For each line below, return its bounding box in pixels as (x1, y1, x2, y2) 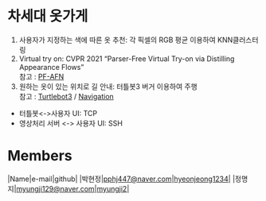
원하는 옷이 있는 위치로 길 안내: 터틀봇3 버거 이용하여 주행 (18, 81, 198, 91)
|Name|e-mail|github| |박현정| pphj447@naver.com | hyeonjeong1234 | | (7, 174, 236, 184)
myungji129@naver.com (16, 184, 95, 193)
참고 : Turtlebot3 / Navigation (18, 91, 115, 101)
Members (7, 147, 72, 165)
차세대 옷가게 (7, 7, 88, 25)
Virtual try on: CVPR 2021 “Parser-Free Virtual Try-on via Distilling (18, 53, 235, 64)
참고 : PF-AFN (18, 72, 65, 81)
